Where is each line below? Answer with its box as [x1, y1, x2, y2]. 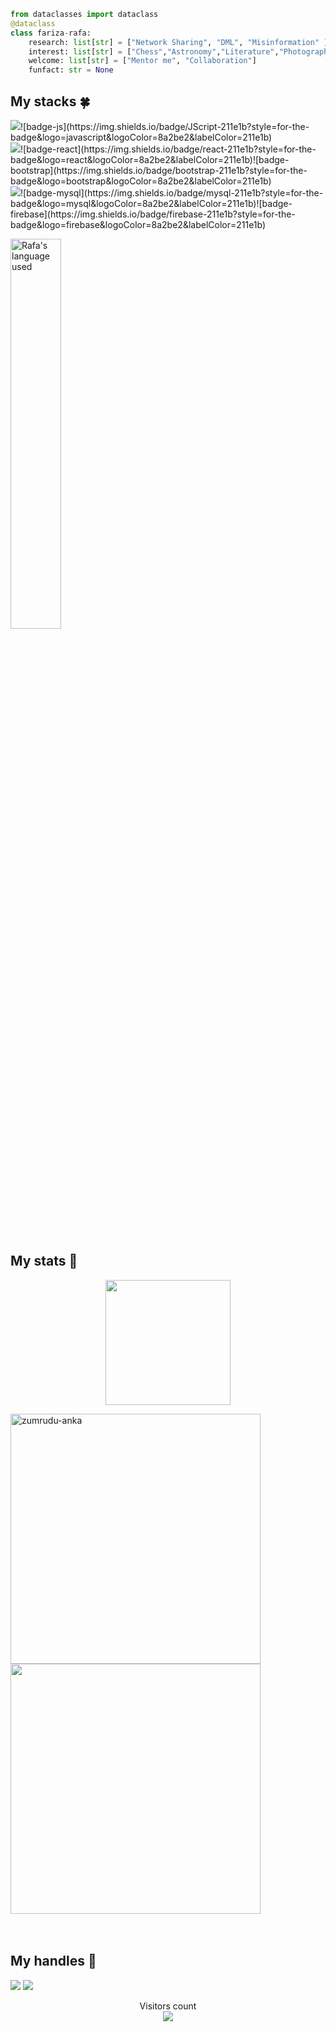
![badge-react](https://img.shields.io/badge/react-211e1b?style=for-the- [20, 143, 317, 155]
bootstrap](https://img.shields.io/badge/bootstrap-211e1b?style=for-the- [10, 164, 308, 176]
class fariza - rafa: [10, 28, 92, 38]
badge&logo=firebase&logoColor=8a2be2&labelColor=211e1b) [10, 218, 267, 230]
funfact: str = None [28, 65, 114, 75]
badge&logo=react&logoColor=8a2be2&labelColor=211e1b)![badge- [10, 153, 290, 165]
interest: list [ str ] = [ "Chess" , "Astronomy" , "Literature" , [28, 46, 280, 57]
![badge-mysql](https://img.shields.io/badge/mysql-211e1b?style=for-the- [20, 186, 324, 199]
